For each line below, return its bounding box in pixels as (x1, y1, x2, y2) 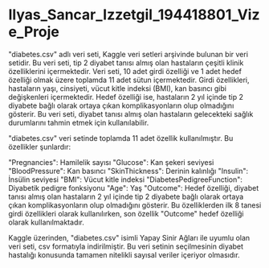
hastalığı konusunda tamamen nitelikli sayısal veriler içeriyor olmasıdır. (8, 249, 240, 259)
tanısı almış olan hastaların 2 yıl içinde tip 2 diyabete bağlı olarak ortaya (8, 192, 244, 201)
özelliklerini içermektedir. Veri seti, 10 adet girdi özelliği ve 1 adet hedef (8, 66, 243, 76)
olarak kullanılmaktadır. (8, 217, 84, 227)
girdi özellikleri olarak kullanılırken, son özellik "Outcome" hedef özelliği (8, 208, 244, 218)
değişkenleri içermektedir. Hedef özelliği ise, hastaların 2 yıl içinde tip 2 (8, 92, 243, 101)
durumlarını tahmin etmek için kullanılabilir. (8, 118, 149, 127)
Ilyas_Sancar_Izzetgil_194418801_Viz (8, 6, 260, 24)
